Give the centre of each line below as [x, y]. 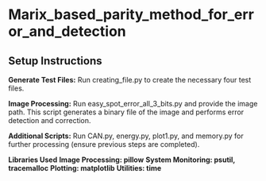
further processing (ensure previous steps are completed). [104, 144]
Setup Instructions [55, 61]
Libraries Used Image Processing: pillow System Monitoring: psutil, [122, 160]
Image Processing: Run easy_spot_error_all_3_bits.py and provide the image [133, 104]
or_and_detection [67, 31]
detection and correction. [50, 120]
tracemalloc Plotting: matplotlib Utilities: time [85, 168]
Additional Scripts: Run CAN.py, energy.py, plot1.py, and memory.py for [126, 136]
